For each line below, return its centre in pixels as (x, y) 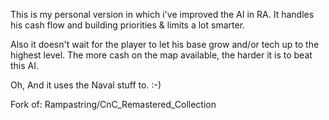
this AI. (25, 65)
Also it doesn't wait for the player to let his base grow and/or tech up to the (165, 44)
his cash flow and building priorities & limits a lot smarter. (128, 25)
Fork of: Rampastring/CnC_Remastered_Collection (113, 104)
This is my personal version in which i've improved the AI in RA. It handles (162, 14)
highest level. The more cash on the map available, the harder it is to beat (161, 55)
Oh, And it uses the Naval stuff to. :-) (86, 85)
